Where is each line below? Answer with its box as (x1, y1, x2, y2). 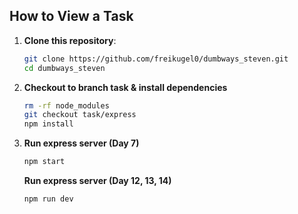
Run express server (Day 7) (23, 137, 140, 149)
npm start (23, 157, 66, 167)
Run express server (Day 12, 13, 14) (23, 175, 172, 187)
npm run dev (23, 194, 74, 204)
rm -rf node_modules (23, 100, 110, 111)
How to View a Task (9, 8, 134, 25)
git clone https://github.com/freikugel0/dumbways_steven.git (23, 54, 289, 64)
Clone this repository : (23, 34, 117, 46)
